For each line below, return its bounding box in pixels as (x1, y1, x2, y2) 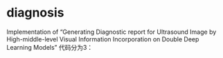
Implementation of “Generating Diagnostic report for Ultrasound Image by (6, 28, 217, 36)
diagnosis (6, 5, 64, 21)
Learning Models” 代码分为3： (6, 43, 93, 51)
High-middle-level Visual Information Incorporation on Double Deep (6, 35, 199, 43)
